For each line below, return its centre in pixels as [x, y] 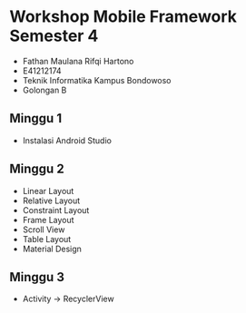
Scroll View [44, 230]
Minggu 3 [37, 277]
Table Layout [47, 239]
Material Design [52, 249]
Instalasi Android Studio [67, 140]
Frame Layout [48, 220]
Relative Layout [51, 201]
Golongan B [44, 90]
